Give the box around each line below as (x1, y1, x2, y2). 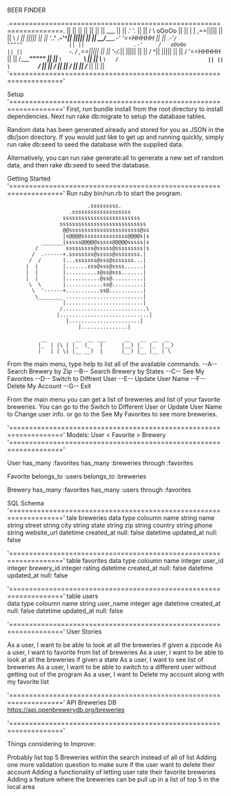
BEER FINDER (7, 6, 46, 14)
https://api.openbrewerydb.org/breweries (7, 705, 125, 714)
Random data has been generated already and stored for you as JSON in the (7, 126, 225, 133)
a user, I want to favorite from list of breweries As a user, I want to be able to (7, 648, 224, 656)
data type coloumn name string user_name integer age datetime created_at (7, 600, 221, 607)
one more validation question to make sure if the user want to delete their (7, 761, 216, 768)
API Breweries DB (66, 698, 117, 706)
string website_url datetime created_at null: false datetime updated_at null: (7, 528, 218, 537)
